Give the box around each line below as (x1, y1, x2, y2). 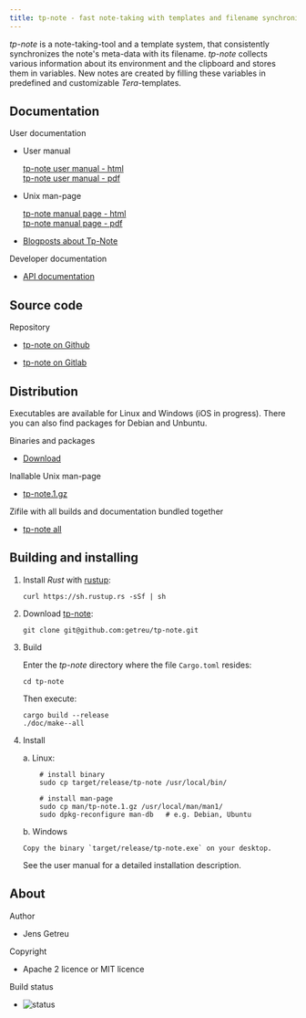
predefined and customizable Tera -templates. (9, 77, 182, 88)
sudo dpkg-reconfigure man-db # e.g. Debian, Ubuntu (39, 810, 252, 819)
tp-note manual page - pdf (22, 218, 123, 229)
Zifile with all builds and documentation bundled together (9, 506, 224, 517)
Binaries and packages (9, 436, 96, 446)
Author (9, 910, 36, 921)
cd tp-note (22, 677, 65, 686)
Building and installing (9, 550, 138, 566)
